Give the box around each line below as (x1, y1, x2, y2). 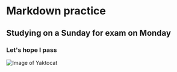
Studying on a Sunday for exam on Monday (6, 28, 172, 38)
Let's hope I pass (6, 46, 57, 54)
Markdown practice (6, 4, 107, 18)
